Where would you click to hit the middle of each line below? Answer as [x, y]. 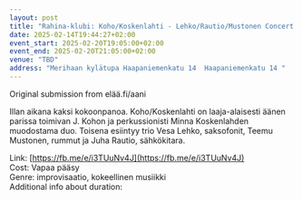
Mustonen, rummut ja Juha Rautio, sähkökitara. [97, 140]
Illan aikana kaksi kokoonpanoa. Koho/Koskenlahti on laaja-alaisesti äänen [147, 111]
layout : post [34, 18]
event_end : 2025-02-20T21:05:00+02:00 [83, 52]
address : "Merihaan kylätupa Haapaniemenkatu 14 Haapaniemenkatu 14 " [147, 69]
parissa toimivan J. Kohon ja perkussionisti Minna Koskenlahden [129, 121]
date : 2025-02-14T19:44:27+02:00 [73, 34]
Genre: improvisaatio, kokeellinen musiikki [88, 176]
